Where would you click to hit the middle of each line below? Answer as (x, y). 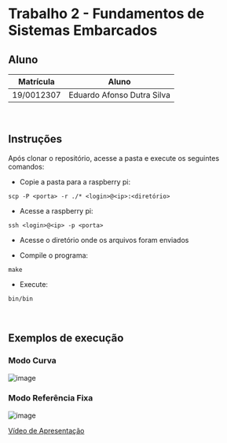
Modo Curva (32, 361)
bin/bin (21, 299)
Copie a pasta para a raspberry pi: (75, 181)
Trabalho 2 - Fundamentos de (106, 14)
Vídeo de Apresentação (46, 430)
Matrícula (37, 82)
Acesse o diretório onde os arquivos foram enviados (104, 240)
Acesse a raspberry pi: (56, 210)
